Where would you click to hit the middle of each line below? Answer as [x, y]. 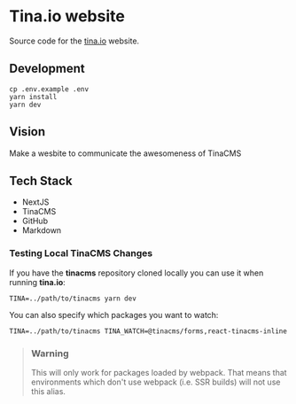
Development [47, 69]
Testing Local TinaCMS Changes [81, 253]
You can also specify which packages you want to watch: [114, 315]
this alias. [48, 391]
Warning [50, 353]
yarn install [33, 97]
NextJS [35, 202]
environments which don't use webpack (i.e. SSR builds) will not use [156, 382]
